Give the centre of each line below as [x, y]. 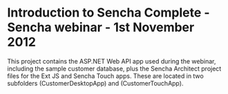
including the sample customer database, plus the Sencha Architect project [114, 68]
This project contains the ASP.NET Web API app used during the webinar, [112, 61]
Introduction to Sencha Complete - [108, 13]
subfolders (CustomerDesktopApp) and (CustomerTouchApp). [95, 83]
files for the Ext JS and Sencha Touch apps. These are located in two [105, 76]
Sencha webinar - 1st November [101, 27]
